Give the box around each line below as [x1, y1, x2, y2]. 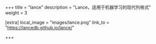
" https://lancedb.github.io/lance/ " [5, 25, 74, 31]
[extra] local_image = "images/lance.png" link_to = [5, 19, 109, 25]
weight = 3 [5, 10, 27, 16]
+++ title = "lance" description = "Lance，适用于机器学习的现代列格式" [5, 4, 151, 10]
